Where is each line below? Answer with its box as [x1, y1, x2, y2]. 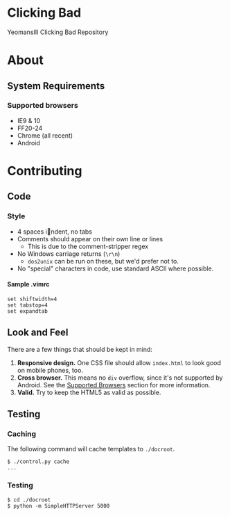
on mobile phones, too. [17, 366, 83, 374]
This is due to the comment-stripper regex [27, 242, 149, 250]
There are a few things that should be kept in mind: [7, 345, 152, 353]
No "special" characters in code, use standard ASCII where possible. [17, 264, 214, 273]
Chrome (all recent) [17, 131, 73, 140]
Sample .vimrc [7, 280, 50, 289]
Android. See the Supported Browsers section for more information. [17, 380, 211, 389]
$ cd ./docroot [7, 496, 51, 503]
